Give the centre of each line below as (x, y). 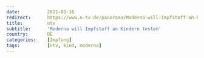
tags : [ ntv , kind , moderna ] (54, 46)
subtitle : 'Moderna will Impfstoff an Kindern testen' (84, 29)
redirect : (19, 18)
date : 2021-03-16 (40, 12)
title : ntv (31, 23)
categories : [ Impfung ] (39, 40)
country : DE (29, 34)
